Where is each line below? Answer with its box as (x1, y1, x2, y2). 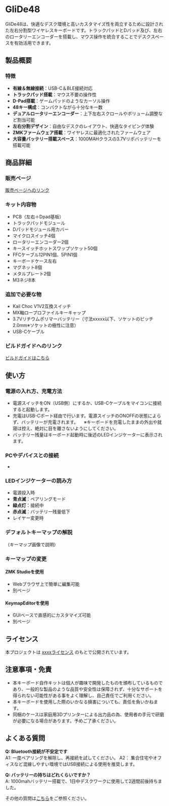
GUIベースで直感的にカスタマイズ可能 (12, 612, 91, 618)
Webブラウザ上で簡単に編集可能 (12, 581, 80, 587)
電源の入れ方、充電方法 (5, 387, 62, 394)
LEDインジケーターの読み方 (5, 477, 72, 485)
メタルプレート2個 (12, 270, 51, 276)
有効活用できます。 (14, 39, 54, 46)
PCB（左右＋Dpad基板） (12, 214, 64, 220)
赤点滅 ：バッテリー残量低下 (12, 509, 71, 515)
